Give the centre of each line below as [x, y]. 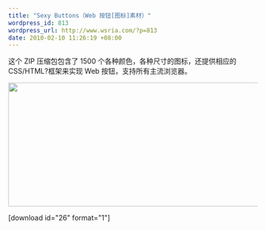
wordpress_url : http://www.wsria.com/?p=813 [83, 30]
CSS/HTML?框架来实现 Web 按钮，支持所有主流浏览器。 [100, 71]
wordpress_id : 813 [38, 23]
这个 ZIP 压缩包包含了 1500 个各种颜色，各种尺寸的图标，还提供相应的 [122, 61]
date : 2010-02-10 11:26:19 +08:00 [65, 38]
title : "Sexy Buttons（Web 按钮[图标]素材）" [80, 15]
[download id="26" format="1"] [59, 218]
